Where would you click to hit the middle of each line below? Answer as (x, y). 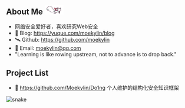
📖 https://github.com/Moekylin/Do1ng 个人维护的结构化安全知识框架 (97, 88)
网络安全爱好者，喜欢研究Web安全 (56, 26)
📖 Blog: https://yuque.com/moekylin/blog (65, 33)
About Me (24, 11)
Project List (27, 73)
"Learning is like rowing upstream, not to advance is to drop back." (95, 55)
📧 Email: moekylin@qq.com (48, 48)
